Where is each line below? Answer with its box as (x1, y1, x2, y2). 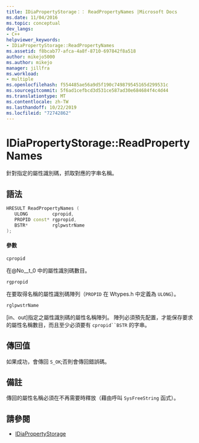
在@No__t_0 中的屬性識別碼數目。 (6, 267, 90, 274)
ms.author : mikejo (6, 59, 52, 65)
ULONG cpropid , (14, 211, 74, 217)
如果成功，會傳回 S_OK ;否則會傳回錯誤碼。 (6, 358, 110, 365)
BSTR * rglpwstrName (14, 222, 85, 228)
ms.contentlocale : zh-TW (6, 99, 69, 105)
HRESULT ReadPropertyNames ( (6, 205, 80, 212)
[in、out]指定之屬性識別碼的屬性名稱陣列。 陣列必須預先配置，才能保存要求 (6, 314, 194, 321)
